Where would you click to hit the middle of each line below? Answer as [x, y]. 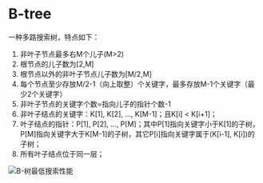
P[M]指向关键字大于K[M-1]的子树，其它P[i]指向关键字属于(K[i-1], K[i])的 [137, 133]
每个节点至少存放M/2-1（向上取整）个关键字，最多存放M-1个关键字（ [133, 84]
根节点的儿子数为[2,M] [57, 64]
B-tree [30, 14]
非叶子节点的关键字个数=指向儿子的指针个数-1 [96, 104]
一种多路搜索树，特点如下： [54, 37]
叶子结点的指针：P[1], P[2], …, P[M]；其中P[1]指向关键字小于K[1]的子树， [139, 124]
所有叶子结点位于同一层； [62, 153]
